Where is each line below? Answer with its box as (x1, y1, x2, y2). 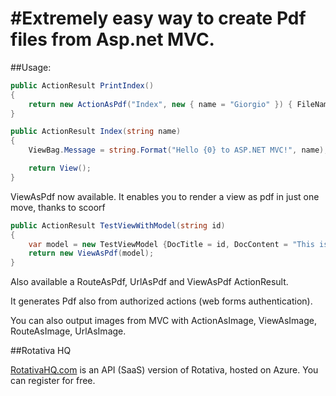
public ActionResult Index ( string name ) (10, 127, 182, 137)
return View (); (28, 163, 92, 174)
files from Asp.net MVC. (10, 28, 215, 51)
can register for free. (10, 375, 96, 387)
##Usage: (10, 61, 52, 73)
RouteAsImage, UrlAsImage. (10, 325, 127, 337)
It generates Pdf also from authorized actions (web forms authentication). (10, 295, 313, 307)
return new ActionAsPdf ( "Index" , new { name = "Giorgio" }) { (28, 99, 293, 109)
